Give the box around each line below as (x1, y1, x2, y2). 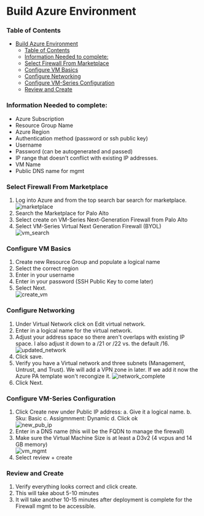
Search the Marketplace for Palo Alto (15, 210, 109, 217)
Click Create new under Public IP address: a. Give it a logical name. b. (15, 408, 192, 415)
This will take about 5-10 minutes (15, 490, 100, 497)
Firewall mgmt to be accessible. (15, 503, 96, 510)
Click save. (15, 353, 44, 360)
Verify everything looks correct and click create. (15, 483, 138, 490)
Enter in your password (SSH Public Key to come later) (15, 278, 154, 285)
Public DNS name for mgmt (15, 167, 85, 174)
